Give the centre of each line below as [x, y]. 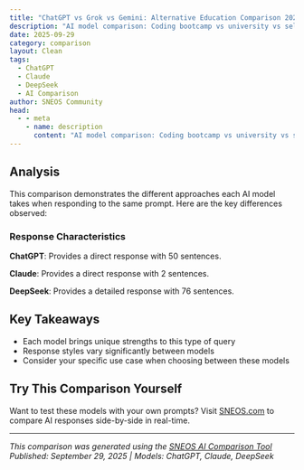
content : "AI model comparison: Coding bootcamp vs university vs [161, 136]
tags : [19, 60]
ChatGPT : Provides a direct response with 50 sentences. [115, 256]
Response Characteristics [68, 236]
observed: [28, 212]
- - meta [34, 118]
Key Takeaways [55, 320]
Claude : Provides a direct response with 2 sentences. [109, 273]
